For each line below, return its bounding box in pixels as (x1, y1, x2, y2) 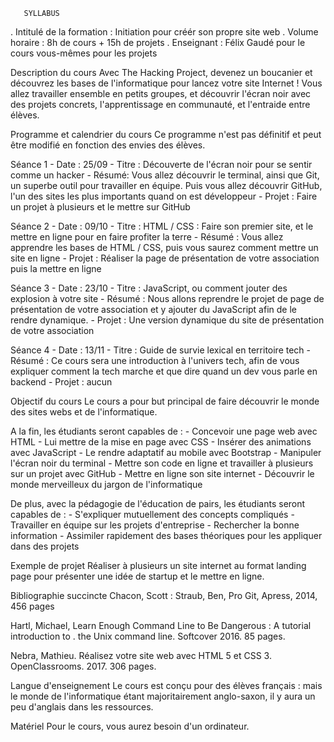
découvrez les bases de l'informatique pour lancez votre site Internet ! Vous (10, 77, 323, 89)
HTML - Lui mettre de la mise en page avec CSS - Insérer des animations (10, 436, 312, 448)
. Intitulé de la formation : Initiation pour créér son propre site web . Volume (10, 26, 319, 38)
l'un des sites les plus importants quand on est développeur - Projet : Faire (10, 190, 318, 202)
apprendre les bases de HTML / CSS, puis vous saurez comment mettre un (10, 242, 319, 253)
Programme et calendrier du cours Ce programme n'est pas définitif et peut (10, 129, 322, 140)
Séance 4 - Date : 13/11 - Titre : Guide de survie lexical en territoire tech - (10, 344, 312, 356)
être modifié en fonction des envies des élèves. (10, 139, 206, 151)
